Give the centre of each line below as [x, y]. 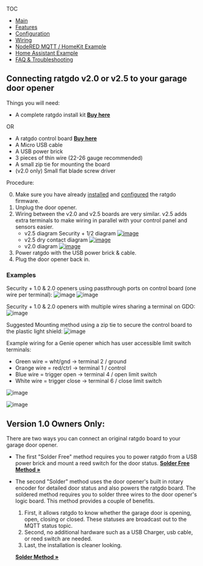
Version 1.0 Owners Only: [56, 424]
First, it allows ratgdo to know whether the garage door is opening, [108, 512]
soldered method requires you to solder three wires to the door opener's [106, 494]
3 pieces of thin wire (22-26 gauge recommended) [79, 157]
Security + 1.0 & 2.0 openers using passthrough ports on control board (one [101, 288]
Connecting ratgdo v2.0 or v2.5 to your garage [97, 79]
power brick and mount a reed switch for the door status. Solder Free [102, 463]
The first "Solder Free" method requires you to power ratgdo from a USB [106, 456]
